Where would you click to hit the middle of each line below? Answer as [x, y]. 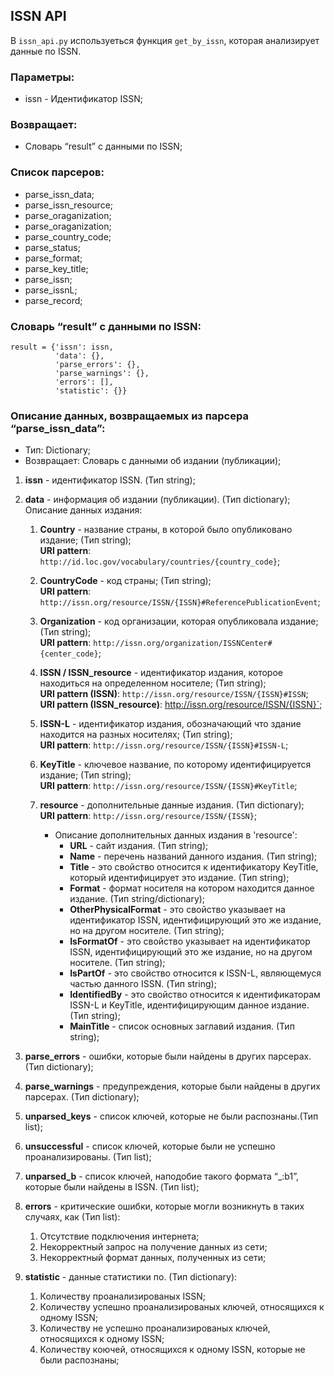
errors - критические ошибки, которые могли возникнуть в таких [164, 1206]
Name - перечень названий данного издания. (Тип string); [193, 856]
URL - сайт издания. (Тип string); [139, 846]
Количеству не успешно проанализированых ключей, [155, 1328]
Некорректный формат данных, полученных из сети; [153, 1258]
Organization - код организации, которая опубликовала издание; [179, 621]
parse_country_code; [68, 236]
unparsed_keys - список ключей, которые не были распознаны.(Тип [171, 1116]
